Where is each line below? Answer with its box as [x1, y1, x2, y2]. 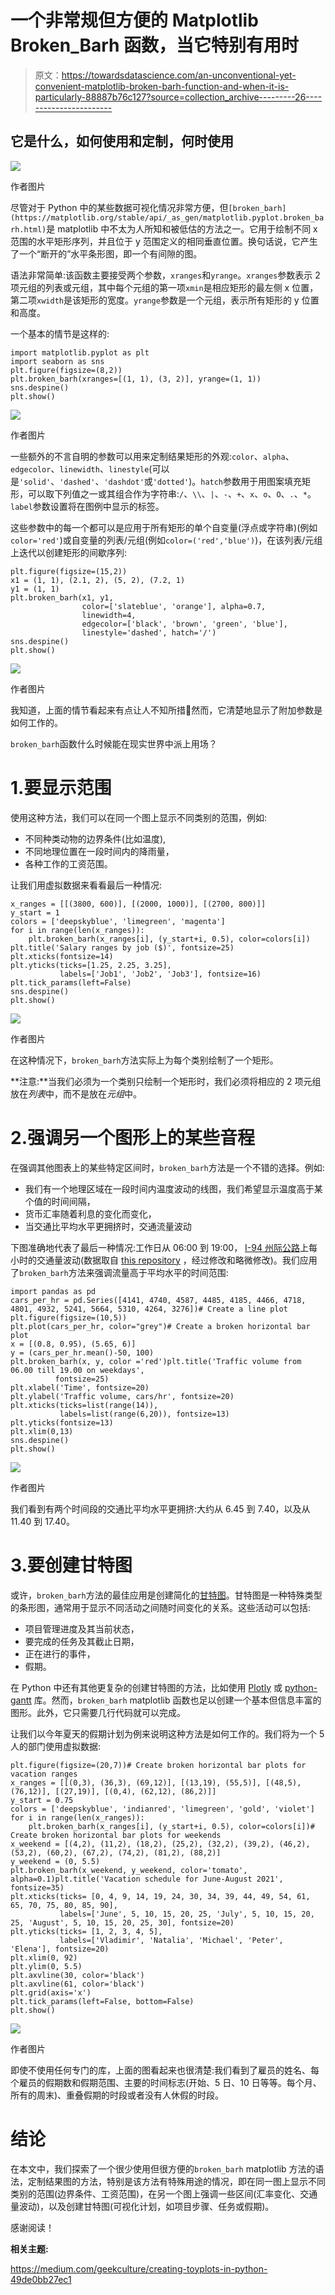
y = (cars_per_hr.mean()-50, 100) [10, 1347, 155, 1358]
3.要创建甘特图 [10, 1554, 133, 1576]
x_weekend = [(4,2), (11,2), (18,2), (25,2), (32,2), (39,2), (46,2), [10, 1839, 311, 1849]
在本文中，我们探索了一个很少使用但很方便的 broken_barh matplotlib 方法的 [10, 2162, 316, 2175]
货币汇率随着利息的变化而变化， [24, 1207, 157, 1220]
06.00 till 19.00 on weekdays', [10, 1365, 145, 1375]
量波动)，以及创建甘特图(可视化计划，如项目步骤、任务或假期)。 [10, 2200, 275, 2212]
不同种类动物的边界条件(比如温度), [24, 832, 167, 845]
